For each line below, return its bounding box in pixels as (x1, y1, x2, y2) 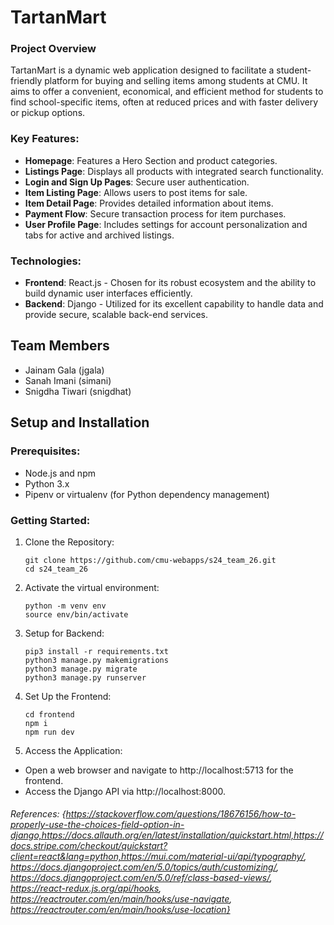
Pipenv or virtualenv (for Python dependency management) (24, 488, 270, 500)
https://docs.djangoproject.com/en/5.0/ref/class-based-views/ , (10, 872, 273, 884)
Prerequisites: (10, 444, 81, 458)
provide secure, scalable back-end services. (24, 309, 209, 321)
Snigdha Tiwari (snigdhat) (24, 385, 132, 397)
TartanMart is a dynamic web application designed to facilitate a (10, 64, 275, 76)
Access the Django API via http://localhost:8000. (24, 785, 227, 797)
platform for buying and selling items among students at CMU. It (44, 75, 308, 87)
